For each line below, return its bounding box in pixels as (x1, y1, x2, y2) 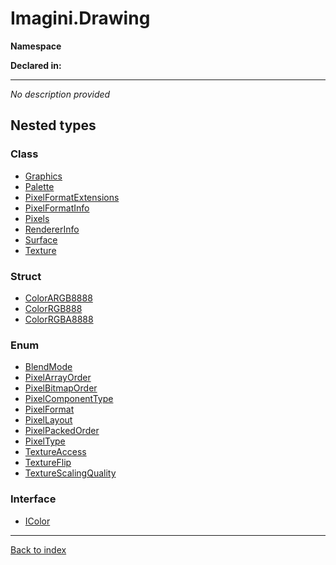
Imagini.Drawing (10, 7, 151, 30)
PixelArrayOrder (24, 372, 92, 384)
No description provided (10, 88, 111, 100)
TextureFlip (24, 457, 72, 469)
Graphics (24, 170, 63, 182)
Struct (10, 269, 42, 283)
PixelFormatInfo (24, 202, 90, 214)
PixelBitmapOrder (24, 382, 98, 394)
